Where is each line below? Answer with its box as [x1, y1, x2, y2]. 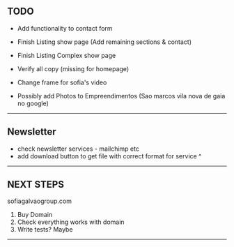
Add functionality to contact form [17, 24, 113, 32]
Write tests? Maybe [17, 225, 73, 234]
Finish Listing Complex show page [17, 51, 116, 59]
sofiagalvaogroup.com [7, 197, 72, 205]
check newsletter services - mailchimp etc [17, 144, 139, 153]
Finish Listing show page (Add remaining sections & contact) [17, 38, 192, 46]
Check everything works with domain [17, 218, 125, 226]
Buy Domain [17, 211, 53, 219]
